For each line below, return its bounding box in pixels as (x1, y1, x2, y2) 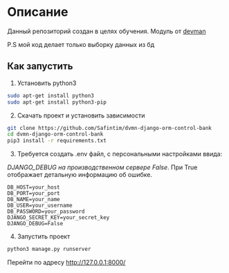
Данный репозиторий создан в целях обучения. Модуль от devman (7, 27, 206, 35)
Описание (7, 4, 68, 20)
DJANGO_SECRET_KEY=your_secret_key (7, 214, 110, 221)
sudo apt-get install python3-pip (7, 98, 107, 106)
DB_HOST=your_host (7, 184, 60, 191)
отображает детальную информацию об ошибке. (7, 171, 152, 179)
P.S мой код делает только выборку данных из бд (7, 40, 154, 48)
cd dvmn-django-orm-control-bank (7, 131, 104, 138)
